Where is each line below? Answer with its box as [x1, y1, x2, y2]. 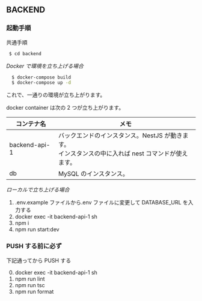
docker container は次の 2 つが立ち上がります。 [6, 104, 124, 112]
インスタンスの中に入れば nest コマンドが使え [58, 149, 188, 158]
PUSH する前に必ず [6, 242, 62, 251]
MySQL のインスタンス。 [58, 170, 129, 178]
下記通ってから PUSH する [6, 257, 71, 264]
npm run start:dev [14, 226, 60, 233]
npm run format [14, 288, 54, 295]
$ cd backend [8, 50, 42, 56]
